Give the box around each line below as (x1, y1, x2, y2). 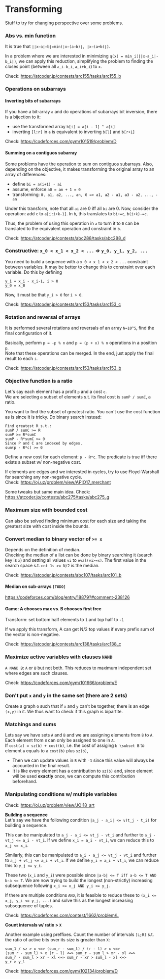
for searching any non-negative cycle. (5, 474, 82, 480)
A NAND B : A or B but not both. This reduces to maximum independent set (5, 665, 152, 671)
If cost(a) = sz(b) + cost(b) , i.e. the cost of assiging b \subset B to (5, 742, 145, 748)
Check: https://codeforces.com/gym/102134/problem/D (5, 968, 118, 974)
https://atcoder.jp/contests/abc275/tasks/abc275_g (5, 494, 110, 500)
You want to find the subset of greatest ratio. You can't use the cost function (5, 409, 161, 415)
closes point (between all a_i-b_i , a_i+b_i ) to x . (5, 63, 102, 70)
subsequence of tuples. (5, 902, 53, 909)
